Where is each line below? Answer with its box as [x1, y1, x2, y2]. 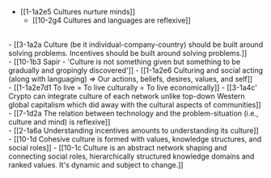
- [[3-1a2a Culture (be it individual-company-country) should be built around [8, 40, 264, 49]
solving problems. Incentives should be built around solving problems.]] [8, 49, 248, 57]
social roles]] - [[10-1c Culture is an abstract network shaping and [8, 143, 227, 152]
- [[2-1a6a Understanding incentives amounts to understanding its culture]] [8, 125, 259, 135]
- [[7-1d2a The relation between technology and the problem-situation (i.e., [8, 108, 259, 118]
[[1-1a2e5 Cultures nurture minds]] [19, 7, 136, 16]
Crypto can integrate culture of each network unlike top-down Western [8, 91, 245, 100]
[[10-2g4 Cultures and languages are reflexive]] [32, 15, 192, 25]
